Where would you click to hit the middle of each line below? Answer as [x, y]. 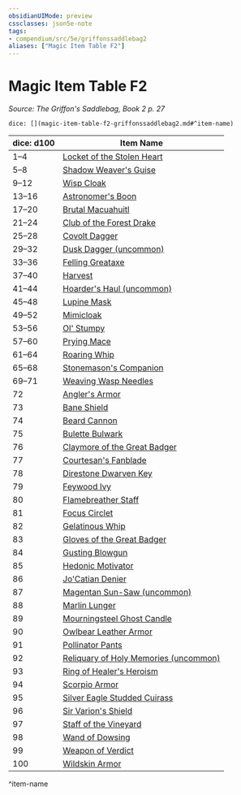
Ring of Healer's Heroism [110, 672]
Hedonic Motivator [98, 566]
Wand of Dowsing [97, 737]
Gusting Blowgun [95, 553]
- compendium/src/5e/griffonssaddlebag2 [78, 39]
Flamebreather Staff [101, 500]
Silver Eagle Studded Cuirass [118, 698]
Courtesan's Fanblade [105, 460]
